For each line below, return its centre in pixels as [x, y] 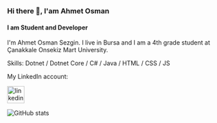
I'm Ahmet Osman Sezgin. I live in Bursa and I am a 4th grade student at [109, 43]
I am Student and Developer [47, 27]
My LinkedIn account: [38, 77]
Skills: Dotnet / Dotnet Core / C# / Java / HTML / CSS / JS [89, 63]
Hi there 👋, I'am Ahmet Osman [58, 11]
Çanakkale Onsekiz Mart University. [58, 50]
